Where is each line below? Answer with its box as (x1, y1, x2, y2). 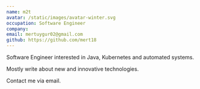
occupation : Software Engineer (6, 20, 86, 26)
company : (6, 25, 29, 32)
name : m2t (6, 8, 32, 15)
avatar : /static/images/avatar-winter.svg (6, 15, 116, 21)
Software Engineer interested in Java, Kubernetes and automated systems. (6, 54, 195, 61)
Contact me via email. (6, 77, 61, 84)
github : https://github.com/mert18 (6, 37, 97, 43)
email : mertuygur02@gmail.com (6, 31, 84, 38)
